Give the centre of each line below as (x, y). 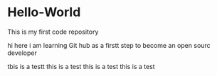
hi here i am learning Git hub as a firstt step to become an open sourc (109, 45)
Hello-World (44, 12)
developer (22, 53)
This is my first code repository (53, 32)
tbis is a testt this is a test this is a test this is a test (81, 66)
